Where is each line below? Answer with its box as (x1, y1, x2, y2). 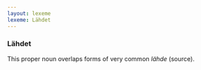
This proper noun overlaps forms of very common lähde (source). (7, 54, 195, 62)
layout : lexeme (7, 10, 51, 17)
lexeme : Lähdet (7, 16, 51, 23)
